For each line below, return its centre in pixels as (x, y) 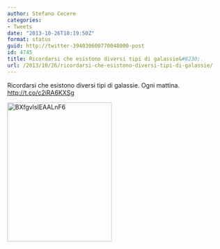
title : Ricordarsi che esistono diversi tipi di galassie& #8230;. (105, 59)
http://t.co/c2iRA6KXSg (41, 93)
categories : (24, 20)
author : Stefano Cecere (42, 14)
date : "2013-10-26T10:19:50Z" (51, 33)
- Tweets (20, 26)
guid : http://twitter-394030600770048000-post (76, 46)
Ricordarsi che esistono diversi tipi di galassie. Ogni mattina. (93, 85)
